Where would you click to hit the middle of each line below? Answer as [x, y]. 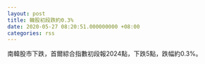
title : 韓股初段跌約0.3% [41, 20]
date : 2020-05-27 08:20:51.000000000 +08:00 [74, 26]
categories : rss [31, 33]
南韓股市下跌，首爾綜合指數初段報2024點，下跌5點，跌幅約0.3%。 [105, 54]
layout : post [26, 14]
